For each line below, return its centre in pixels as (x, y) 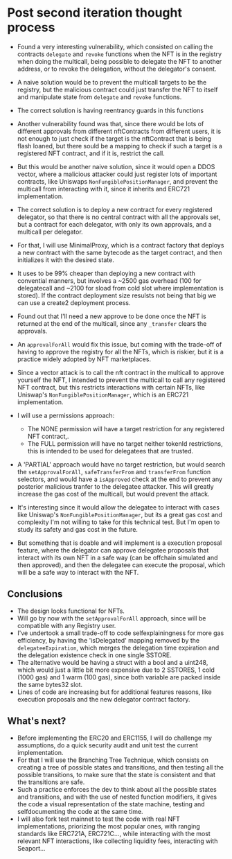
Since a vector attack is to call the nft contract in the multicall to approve (121, 372)
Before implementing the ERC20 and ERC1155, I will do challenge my (115, 738)
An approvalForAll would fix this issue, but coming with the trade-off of (119, 344)
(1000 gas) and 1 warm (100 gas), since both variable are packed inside (119, 677)
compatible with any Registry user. (66, 625)
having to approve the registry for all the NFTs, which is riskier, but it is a (120, 352)
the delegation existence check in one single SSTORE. (94, 655)
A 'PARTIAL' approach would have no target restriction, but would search (121, 464)
